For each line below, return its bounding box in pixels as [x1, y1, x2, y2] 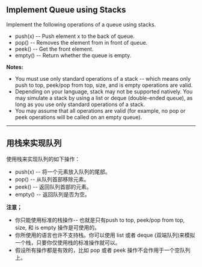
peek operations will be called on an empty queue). [14, 113, 142, 121]
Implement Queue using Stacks [6, 5, 126, 15]
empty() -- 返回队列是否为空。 [14, 190, 90, 198]
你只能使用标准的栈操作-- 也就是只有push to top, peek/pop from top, [14, 216, 185, 224]
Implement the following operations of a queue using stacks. [6, 20, 156, 28]
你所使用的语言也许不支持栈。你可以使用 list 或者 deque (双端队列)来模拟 [14, 231, 195, 239]
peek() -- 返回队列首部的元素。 [14, 183, 92, 190]
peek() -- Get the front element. [14, 45, 94, 52]
